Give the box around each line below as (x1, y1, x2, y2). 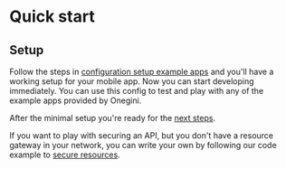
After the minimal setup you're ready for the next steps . (9, 113, 215, 123)
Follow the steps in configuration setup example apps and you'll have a (9, 66, 274, 77)
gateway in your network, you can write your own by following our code (9, 140, 278, 150)
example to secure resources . (9, 149, 120, 160)
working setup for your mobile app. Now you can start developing (9, 76, 255, 87)
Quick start (9, 6, 95, 27)
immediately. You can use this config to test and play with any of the (9, 86, 264, 96)
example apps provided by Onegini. (9, 95, 142, 106)
